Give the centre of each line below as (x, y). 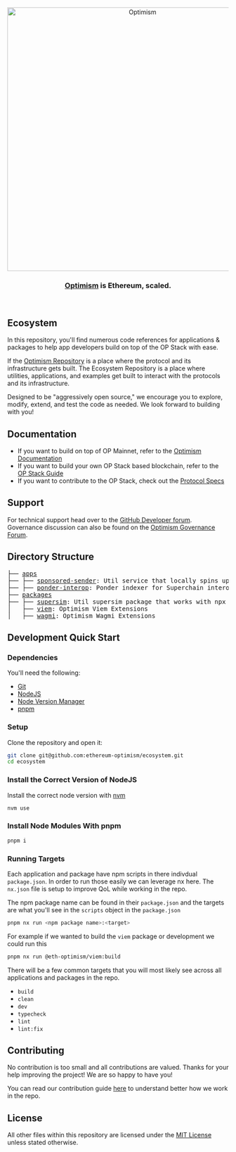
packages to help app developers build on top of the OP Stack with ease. (113, 347)
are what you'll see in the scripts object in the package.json (94, 910)
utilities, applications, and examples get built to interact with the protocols (114, 376)
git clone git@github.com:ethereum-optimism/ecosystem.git (96, 755)
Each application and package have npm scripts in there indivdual (103, 874)
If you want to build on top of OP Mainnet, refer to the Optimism (109, 451)
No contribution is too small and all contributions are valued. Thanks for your (118, 1068)
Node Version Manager (51, 701)
